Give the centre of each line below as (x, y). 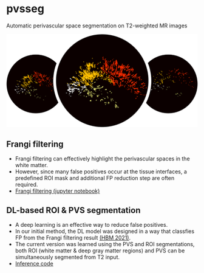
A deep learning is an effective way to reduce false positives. (91, 225)
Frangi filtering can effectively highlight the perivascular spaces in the (102, 159)
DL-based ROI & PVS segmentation (73, 210)
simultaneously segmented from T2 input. (67, 257)
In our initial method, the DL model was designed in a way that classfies (105, 231)
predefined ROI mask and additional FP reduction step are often (95, 178)
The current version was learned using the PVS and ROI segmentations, (105, 244)
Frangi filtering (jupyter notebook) (57, 191)
